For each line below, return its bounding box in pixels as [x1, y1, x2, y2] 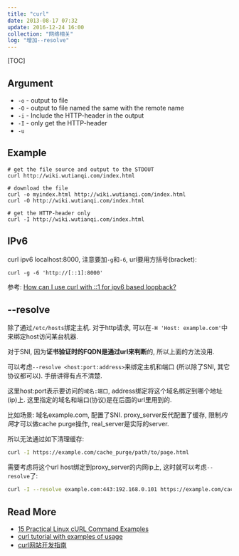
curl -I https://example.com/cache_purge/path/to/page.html [7, 449, 190, 456]
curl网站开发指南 [17, 540, 67, 549]
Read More [7, 505, 57, 518]
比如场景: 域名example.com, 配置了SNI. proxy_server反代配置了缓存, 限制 [7, 411, 222, 419]
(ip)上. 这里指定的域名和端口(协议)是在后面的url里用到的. [7, 396, 172, 404]
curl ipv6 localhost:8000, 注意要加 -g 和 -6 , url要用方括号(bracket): [7, 254, 197, 264]
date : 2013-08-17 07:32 [7, 17, 78, 24]
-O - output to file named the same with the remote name [17, 103, 185, 112]
